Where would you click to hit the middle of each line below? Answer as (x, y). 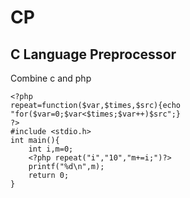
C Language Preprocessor (93, 54)
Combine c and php (51, 78)
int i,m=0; (51, 149)
